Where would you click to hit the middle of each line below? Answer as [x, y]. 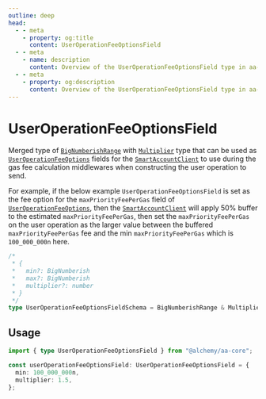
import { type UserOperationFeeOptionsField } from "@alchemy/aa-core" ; [131, 351]
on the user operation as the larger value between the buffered [111, 225]
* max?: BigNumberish [51, 278]
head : [17, 23]
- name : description [56, 60]
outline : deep [32, 15]
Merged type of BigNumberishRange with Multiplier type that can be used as [133, 151]
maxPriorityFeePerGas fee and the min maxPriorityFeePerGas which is [121, 233]
